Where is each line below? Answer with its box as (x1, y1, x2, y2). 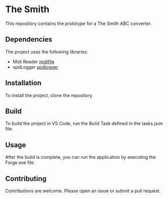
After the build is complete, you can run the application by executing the (5, 154, 156, 160)
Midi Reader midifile (12, 59, 55, 65)
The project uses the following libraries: (5, 48, 88, 54)
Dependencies (5, 35, 52, 44)
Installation (5, 79, 42, 88)
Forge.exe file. (5, 159, 36, 166)
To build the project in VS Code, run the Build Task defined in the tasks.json (5, 121, 163, 127)
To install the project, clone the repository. (5, 92, 94, 98)
